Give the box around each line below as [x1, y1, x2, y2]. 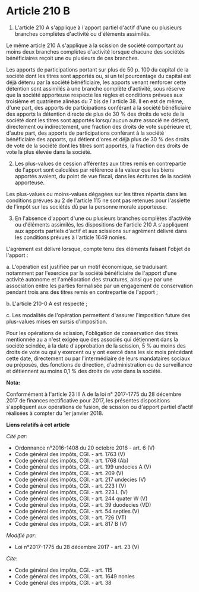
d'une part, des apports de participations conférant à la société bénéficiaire [6, 104, 191, 111]
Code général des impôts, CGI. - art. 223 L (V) [14, 488, 128, 495]
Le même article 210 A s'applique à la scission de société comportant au [6, 42, 184, 49]
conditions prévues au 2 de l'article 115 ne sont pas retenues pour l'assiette [6, 197, 191, 204]
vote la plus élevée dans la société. [6, 148, 92, 156]
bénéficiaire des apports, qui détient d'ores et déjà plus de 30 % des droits [6, 135, 189, 142]
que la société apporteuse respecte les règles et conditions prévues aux [6, 91, 183, 98]
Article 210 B [6, 4, 70, 18]
